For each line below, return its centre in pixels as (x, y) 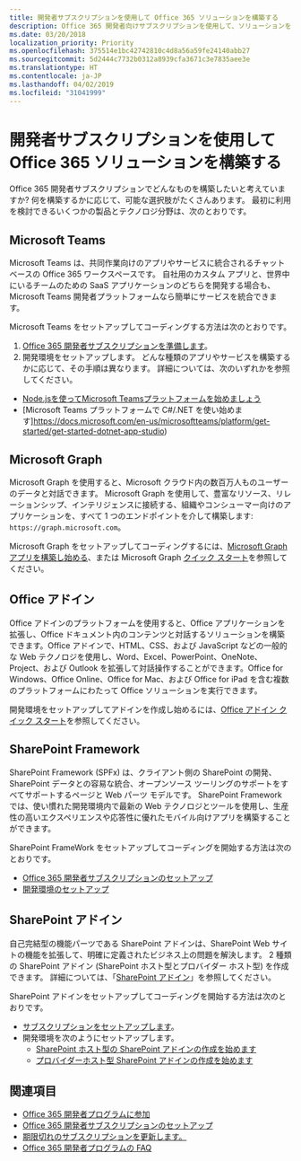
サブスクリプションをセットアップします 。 (100, 1026)
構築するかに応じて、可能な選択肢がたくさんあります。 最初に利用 (169, 200)
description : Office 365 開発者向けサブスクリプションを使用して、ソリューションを (150, 26)
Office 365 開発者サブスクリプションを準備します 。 (117, 346)
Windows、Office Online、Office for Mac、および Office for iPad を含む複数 (149, 679)
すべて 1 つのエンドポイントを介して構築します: (166, 516)
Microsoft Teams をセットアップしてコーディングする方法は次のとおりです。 (150, 327)
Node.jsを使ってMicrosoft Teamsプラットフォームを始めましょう (142, 399)
